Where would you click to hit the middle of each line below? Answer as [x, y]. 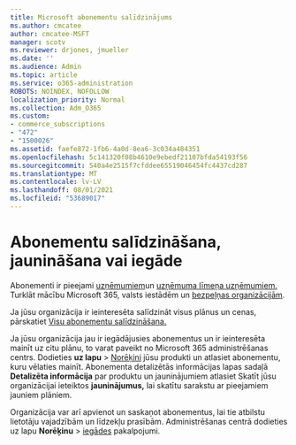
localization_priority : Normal [68, 100]
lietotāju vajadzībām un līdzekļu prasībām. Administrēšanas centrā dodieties [149, 421]
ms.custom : [30, 116]
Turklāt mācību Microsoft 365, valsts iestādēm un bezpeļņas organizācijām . [148, 295]
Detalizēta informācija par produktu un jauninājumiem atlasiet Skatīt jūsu [143, 376]
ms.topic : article [44, 75]
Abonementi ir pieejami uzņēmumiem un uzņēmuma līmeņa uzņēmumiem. [144, 285]
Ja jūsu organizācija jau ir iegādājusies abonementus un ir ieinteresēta [138, 338]
